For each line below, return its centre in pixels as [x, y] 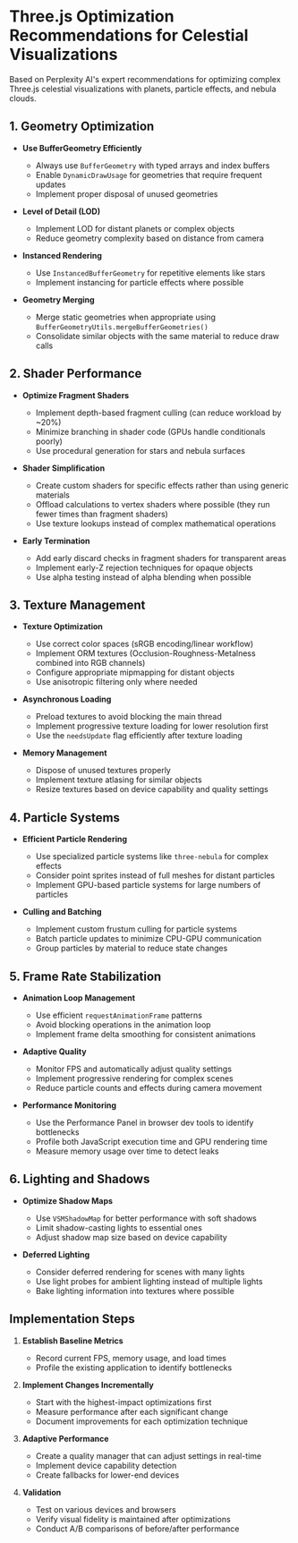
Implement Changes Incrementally [88, 1385]
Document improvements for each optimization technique [142, 1421]
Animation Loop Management [79, 998]
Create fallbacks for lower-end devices [107, 1475]
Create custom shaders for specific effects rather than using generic [162, 485]
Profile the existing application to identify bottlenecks [134, 1368]
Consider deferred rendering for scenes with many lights [140, 1272]
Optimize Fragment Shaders [76, 395]
